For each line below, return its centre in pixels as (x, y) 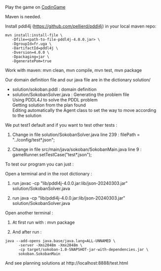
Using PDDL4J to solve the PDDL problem (55, 100)
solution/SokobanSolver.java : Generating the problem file (71, 95)
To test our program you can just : (39, 164)
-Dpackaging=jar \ (31, 57)
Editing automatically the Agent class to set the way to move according (84, 110)
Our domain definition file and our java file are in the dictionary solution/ (78, 80)
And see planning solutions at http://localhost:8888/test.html (67, 263)
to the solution (27, 116)
